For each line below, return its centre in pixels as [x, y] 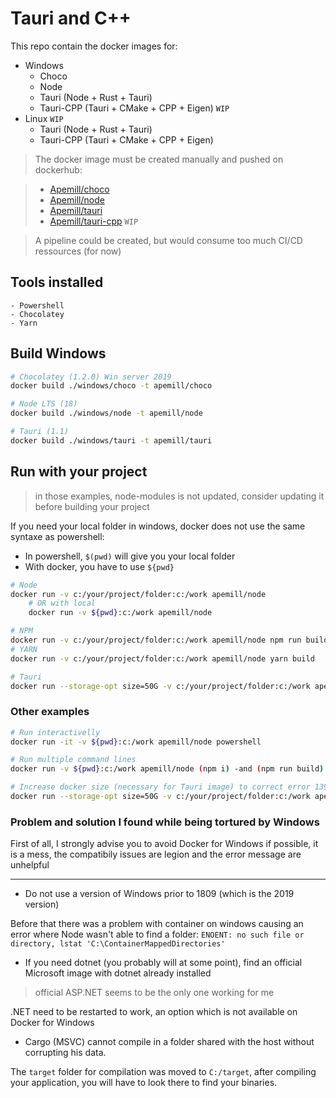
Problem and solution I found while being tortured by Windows [165, 822]
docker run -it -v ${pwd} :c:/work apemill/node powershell [136, 742]
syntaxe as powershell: [57, 536]
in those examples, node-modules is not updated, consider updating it [179, 496]
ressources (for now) [78, 251]
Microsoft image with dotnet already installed [118, 973]
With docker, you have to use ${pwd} [99, 566]
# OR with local [62, 603]
